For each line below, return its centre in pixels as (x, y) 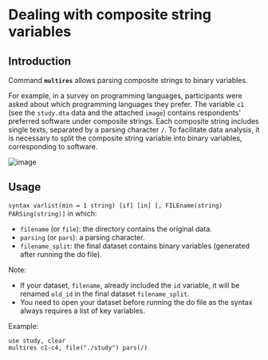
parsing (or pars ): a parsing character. (82, 237)
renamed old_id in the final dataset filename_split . (104, 294)
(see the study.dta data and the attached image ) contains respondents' (125, 113)
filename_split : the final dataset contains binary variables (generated (134, 246)
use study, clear (37, 341)
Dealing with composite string (110, 15)
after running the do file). (61, 254)
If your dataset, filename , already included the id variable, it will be (130, 285)
